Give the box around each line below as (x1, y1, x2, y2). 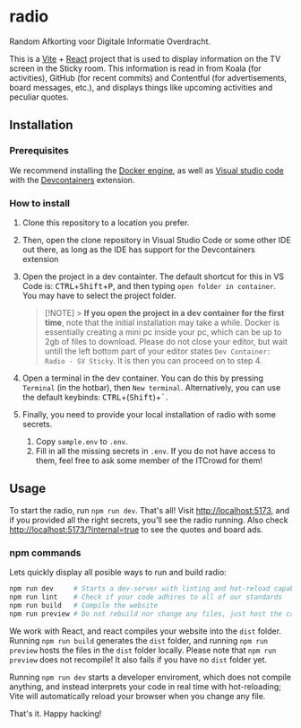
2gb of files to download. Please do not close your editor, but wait (44, 336, 288, 346)
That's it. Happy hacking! (9, 707, 102, 719)
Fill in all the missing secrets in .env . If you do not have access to (35, 445, 276, 456)
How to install (9, 197, 70, 209)
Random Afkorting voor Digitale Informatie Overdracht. (9, 36, 211, 47)
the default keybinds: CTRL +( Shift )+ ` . (21, 391, 168, 402)
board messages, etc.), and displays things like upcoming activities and (9, 82, 273, 92)
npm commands (9, 546, 82, 558)
